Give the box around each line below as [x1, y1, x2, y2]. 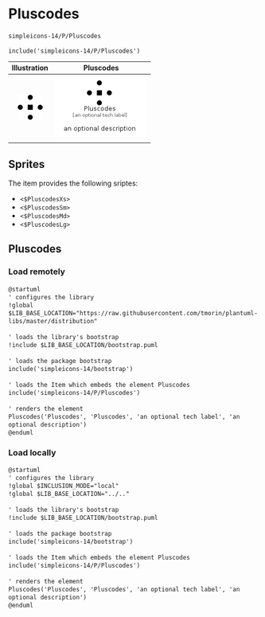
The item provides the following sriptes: [8, 178, 138, 188]
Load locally [8, 447, 57, 458]
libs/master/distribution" [8, 317, 98, 325]
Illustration [11, 63, 49, 72]
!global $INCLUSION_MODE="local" [8, 482, 119, 490]
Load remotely [8, 266, 66, 277]
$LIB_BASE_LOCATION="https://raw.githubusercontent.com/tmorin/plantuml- [8, 309, 259, 317]
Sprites [8, 157, 45, 171]
